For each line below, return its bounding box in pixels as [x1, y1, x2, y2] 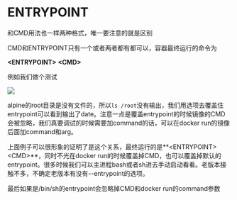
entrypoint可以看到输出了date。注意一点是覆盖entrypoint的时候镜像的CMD [7, 109, 226, 118]
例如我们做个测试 [7, 72, 57, 81]
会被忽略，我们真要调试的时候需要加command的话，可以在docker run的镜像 [7, 118, 231, 127]
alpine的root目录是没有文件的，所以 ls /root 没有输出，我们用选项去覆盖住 [7, 101, 224, 109]
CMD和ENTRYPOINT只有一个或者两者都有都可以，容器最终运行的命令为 [7, 43, 218, 52]
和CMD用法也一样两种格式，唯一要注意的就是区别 [7, 28, 153, 37]
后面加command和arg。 [7, 127, 78, 135]
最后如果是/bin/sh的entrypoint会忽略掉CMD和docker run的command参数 [7, 184, 221, 192]
